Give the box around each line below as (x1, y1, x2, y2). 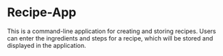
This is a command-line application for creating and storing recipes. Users (7, 27, 217, 35)
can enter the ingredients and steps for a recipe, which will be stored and (7, 34, 213, 42)
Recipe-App (7, 5, 77, 20)
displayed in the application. (7, 41, 87, 49)
